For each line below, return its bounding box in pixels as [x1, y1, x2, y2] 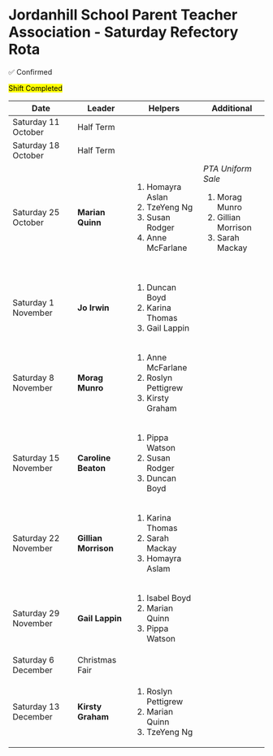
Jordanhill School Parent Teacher [8, 6, 238, 24]
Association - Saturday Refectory [8, 23, 239, 41]
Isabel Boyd [145, 592, 192, 603]
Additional [210, 102, 253, 114]
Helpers [148, 102, 180, 114]
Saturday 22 [12, 532, 60, 543]
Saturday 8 [12, 372, 54, 383]
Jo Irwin [76, 302, 110, 313]
